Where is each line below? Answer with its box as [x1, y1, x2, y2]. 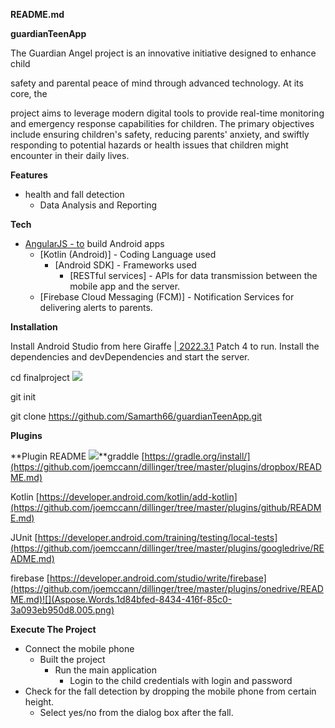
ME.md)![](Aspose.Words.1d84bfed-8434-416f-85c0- [10, 594, 233, 605]
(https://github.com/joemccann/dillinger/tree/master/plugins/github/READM [10, 502, 322, 513]
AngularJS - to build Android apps [24, 238, 165, 249]
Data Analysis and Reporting [39, 199, 158, 211]
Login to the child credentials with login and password [69, 675, 293, 686]
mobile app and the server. [69, 280, 181, 292]
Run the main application [54, 664, 157, 676]
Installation [10, 321, 58, 333]
